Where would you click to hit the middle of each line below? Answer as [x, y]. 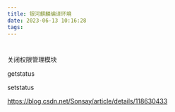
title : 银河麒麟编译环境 [40, 14]
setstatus [21, 87]
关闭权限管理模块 [32, 59]
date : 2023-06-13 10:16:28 [47, 21]
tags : [15, 27]
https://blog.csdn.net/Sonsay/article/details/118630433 [87, 101]
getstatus [21, 73]
